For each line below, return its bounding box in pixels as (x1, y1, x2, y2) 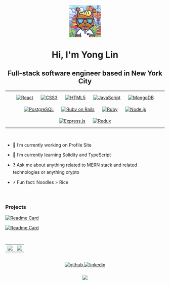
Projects (5, 203, 26, 210)
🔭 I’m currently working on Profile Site (12, 142, 92, 148)
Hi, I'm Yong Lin (51, 49, 119, 60)
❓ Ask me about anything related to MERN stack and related (12, 162, 138, 168)
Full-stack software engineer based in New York (7, 69, 163, 78)
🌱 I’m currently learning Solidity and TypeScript (12, 152, 111, 158)
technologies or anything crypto (12, 169, 80, 175)
